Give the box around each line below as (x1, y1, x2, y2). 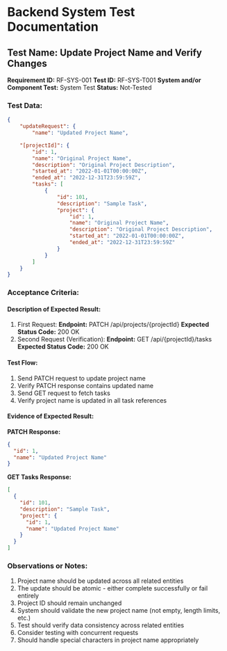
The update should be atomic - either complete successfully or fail (17, 584, 208, 593)
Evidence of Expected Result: (7, 412, 94, 421)
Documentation (7, 19, 99, 35)
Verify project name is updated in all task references (17, 396, 167, 404)
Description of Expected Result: (7, 305, 101, 313)
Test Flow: (7, 359, 38, 367)
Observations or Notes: (7, 561, 88, 570)
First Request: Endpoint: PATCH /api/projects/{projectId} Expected (17, 321, 210, 329)
